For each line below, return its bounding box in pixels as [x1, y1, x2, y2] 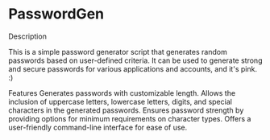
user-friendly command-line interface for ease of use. [8, 122, 188, 132]
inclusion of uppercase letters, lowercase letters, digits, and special [8, 97, 232, 106]
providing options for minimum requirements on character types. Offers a [8, 113, 251, 123]
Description [8, 31, 47, 41]
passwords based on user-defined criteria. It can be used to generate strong [8, 56, 263, 65]
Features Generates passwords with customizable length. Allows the [8, 88, 236, 97]
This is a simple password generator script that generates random [8, 47, 227, 56]
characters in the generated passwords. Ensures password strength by [8, 105, 244, 115]
